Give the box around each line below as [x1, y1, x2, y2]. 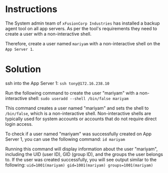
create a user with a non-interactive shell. [5, 31, 92, 37]
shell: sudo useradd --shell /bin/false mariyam [28, 95, 129, 101]
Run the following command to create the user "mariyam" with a [5, 90, 139, 96]
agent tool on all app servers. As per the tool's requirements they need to [5, 25, 157, 31]
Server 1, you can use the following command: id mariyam [5, 136, 125, 142]
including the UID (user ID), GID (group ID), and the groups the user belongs [5, 151, 163, 157]
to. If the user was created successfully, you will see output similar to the [5, 156, 157, 162]
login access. [5, 121, 33, 127]
